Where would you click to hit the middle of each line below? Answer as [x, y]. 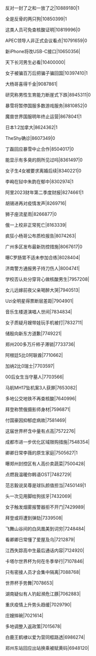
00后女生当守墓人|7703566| [35, 377]
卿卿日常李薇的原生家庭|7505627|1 [41, 453]
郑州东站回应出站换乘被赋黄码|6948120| [47, 648]
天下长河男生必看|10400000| [36, 62]
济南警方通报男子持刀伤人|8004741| [43, 268]
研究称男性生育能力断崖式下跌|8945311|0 [48, 95]
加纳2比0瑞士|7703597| [30, 366]
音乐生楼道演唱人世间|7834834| [39, 312]
